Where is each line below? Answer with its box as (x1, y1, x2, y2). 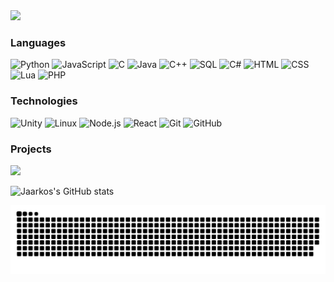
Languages (10, 35, 67, 49)
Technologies (10, 94, 78, 108)
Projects (10, 142, 52, 156)
